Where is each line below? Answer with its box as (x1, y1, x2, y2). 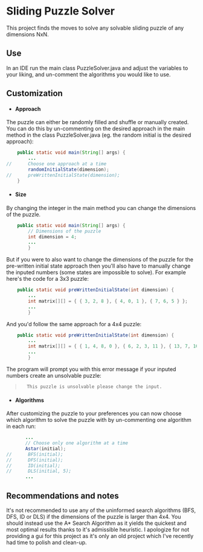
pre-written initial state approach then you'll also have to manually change (6, 262, 191, 270)
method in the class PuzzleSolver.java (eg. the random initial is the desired (6, 131, 192, 139)
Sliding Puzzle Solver (6, 4, 115, 18)
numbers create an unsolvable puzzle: (6, 372, 101, 379)
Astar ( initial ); (25, 445, 66, 452)
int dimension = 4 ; (28, 234, 77, 240)
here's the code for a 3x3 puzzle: (6, 275, 89, 283)
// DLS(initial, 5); (6, 468, 71, 475)
